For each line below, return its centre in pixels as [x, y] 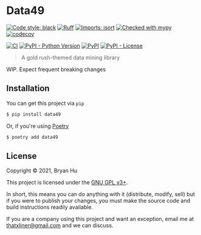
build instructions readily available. [49, 207]
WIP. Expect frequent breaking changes [56, 69]
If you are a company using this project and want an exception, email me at [100, 219]
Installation [28, 89]
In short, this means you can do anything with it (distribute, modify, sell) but [101, 194]
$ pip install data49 [34, 114]
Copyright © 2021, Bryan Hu [42, 170]
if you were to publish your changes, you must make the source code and [98, 201]
